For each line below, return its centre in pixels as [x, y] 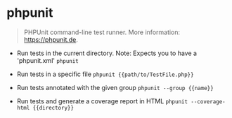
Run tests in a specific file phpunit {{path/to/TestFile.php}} [105, 74]
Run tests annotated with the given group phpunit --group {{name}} [115, 87]
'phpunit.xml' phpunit [47, 60]
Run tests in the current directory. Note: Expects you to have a [107, 53]
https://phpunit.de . [51, 39]
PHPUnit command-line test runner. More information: [102, 32]
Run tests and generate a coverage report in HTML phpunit [102, 101]
